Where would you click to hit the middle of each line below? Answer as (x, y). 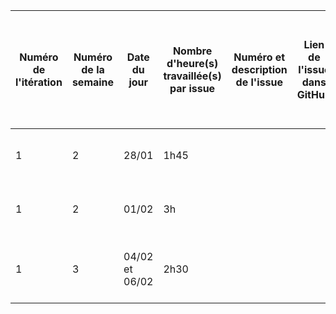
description (259, 69)
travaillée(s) (192, 76)
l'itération (39, 82)
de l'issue (259, 82)
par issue (192, 88)
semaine (93, 82)
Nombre (192, 51)
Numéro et (259, 57)
